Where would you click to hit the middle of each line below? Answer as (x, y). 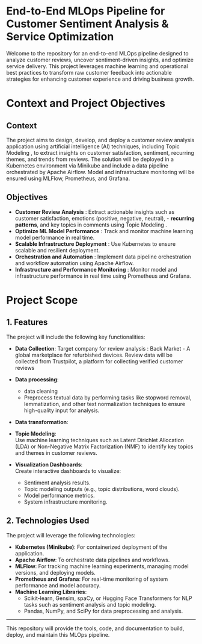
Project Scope (42, 300)
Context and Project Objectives (86, 103)
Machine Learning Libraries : (51, 592)
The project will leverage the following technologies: (71, 535)
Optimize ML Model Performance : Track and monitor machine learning (104, 231)
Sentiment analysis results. (57, 483)
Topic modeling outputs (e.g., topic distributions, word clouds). (102, 489)
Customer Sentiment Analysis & (87, 24)
